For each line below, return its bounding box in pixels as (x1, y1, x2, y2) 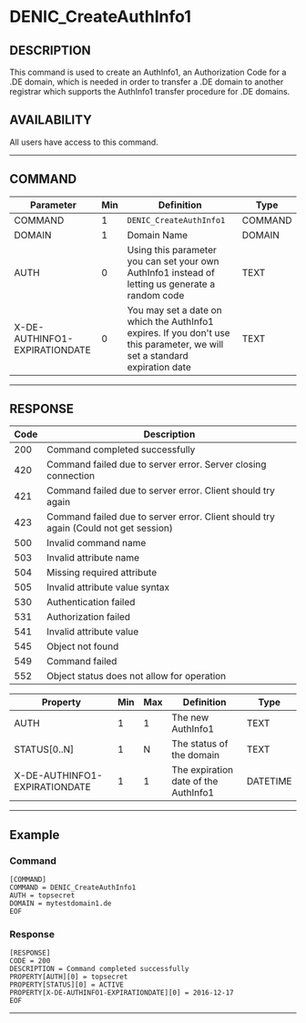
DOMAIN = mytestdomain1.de (9, 899, 112, 908)
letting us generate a (127, 278, 216, 290)
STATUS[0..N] (14, 744, 75, 756)
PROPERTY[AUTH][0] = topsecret (9, 972, 128, 982)
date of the (171, 775, 219, 788)
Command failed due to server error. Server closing (46, 458, 267, 471)
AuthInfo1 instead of (127, 266, 216, 279)
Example (9, 826, 60, 843)
